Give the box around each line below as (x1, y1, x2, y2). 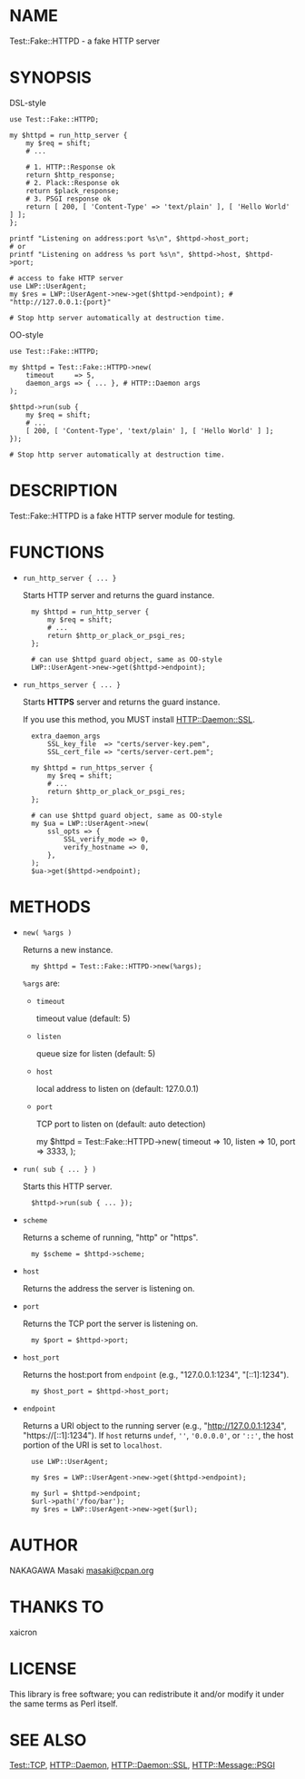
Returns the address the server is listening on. (22, 1283, 195, 1293)
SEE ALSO (9, 1730, 87, 1750)
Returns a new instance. (22, 944, 113, 955)
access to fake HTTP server (17, 273, 124, 282)
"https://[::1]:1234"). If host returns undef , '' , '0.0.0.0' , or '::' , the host (22, 1430, 294, 1440)
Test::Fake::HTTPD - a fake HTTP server (9, 35, 161, 46)
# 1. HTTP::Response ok (25, 162, 116, 172)
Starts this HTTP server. (22, 1181, 113, 1192)
